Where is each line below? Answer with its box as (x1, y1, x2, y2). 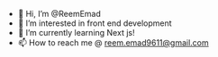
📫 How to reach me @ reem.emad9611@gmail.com (17, 37, 209, 48)
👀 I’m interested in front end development (17, 18, 173, 28)
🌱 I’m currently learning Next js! (17, 28, 135, 37)
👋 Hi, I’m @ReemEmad (17, 9, 102, 19)
